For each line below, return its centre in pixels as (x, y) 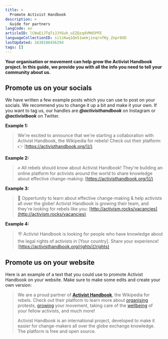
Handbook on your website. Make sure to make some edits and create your (83, 280)
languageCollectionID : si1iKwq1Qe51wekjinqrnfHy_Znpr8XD (66, 38)
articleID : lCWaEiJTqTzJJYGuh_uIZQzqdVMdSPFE (53, 33)
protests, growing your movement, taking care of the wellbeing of (85, 306)
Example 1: (17, 126)
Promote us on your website (50, 262)
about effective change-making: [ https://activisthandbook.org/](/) (85, 179)
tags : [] (14, 47)
